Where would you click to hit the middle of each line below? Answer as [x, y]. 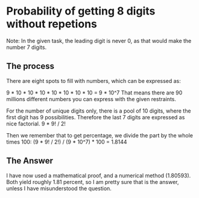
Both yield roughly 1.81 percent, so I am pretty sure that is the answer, [93, 182]
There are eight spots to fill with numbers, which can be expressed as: [93, 81]
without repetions [52, 24]
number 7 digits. [27, 47]
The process [30, 66]
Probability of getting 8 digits [81, 11]
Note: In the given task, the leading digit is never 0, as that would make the [99, 41]
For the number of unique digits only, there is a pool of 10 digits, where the [99, 111]
